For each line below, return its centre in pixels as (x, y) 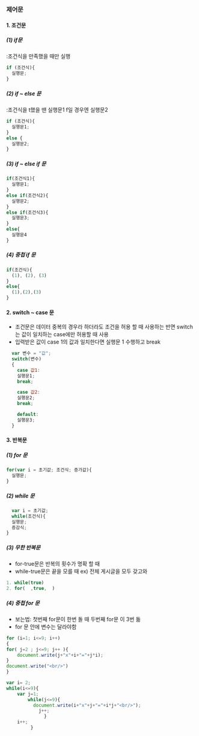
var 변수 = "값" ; (31, 354)
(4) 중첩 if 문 (21, 255)
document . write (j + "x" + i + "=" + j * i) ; (60, 655)
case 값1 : (29, 370)
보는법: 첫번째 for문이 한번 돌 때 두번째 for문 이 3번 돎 (78, 619)
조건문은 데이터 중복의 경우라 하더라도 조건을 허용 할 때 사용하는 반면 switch (104, 327)
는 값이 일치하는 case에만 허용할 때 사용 (62, 334)
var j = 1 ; (28, 694)
